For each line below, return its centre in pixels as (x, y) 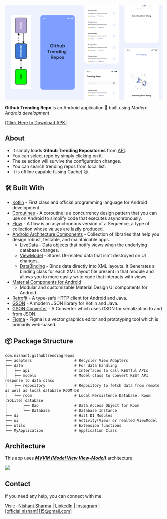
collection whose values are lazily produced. (58, 229)
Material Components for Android (47, 282)
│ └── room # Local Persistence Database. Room (78, 396)
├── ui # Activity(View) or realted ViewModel (81, 421)
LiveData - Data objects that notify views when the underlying (83, 245)
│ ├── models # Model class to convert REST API (77, 376)
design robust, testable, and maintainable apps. (61, 240)
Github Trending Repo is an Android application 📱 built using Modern (77, 107)
